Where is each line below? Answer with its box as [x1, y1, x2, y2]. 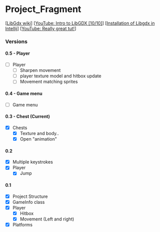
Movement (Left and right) [20, 216, 74, 222]
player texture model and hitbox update [20, 73, 102, 79]
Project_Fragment [5, 4, 82, 15]
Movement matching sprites [20, 79, 78, 85]
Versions [5, 38, 28, 45]
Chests [12, 125, 28, 131]
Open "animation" [20, 136, 57, 142]
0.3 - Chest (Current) [5, 113, 50, 120]
